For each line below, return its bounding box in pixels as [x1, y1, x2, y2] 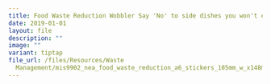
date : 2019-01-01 [8, 19, 67, 27]
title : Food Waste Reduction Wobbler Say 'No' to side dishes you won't [8, 11, 258, 20]
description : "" [8, 34, 63, 42]
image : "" [8, 42, 42, 50]
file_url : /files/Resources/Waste [8, 57, 125, 65]
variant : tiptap [8, 49, 63, 57]
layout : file [8, 26, 52, 34]
